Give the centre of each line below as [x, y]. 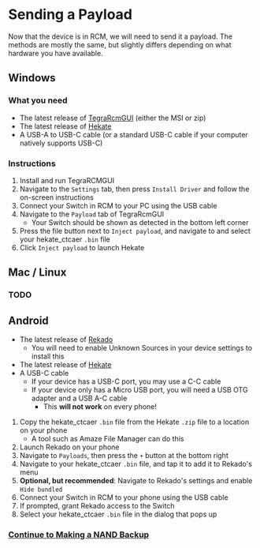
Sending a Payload [70, 15]
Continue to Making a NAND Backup [79, 535]
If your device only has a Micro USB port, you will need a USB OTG [139, 390]
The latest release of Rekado [66, 340]
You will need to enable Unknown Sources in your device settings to [142, 348]
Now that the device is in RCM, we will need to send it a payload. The [121, 36]
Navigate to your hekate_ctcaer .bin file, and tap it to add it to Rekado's [136, 464]
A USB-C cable [44, 373]
